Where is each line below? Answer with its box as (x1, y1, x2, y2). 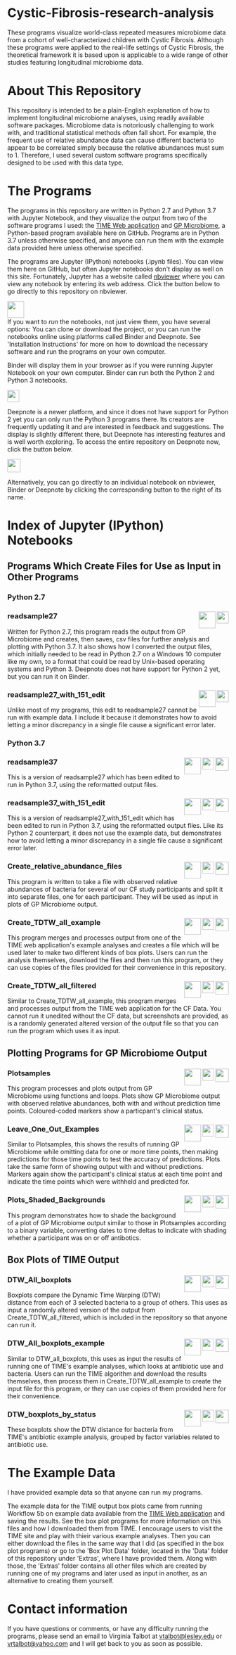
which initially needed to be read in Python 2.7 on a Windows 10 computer (7, 649, 222, 658)
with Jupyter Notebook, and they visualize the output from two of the (7, 213, 207, 222)
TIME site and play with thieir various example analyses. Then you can (7, 1531, 211, 1540)
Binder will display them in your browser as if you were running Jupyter (7, 361, 214, 369)
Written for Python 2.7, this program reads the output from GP (7, 627, 186, 636)
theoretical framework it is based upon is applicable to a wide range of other (7, 51, 228, 59)
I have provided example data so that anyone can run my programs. (7, 1488, 203, 1496)
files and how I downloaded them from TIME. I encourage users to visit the (7, 1524, 223, 1533)
